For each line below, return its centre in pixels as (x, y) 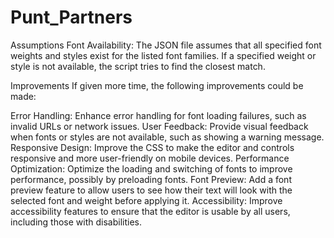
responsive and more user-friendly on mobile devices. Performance (150, 158)
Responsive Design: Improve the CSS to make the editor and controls (152, 147)
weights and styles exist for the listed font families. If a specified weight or (163, 55)
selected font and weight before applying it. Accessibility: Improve (146, 200)
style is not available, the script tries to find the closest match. (138, 66)
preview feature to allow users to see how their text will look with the (151, 190)
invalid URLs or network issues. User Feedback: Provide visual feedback (159, 126)
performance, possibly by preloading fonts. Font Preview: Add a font (151, 179)
